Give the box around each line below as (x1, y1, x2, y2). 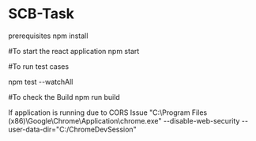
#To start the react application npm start (8, 46, 140, 55)
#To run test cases (8, 61, 70, 71)
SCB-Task (8, 5, 75, 23)
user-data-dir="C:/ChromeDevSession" (8, 124, 137, 134)
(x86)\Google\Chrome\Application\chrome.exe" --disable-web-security (8, 116, 240, 125)
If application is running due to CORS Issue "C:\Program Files (8, 108, 208, 117)
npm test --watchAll (8, 77, 73, 86)
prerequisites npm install (8, 31, 88, 40)
